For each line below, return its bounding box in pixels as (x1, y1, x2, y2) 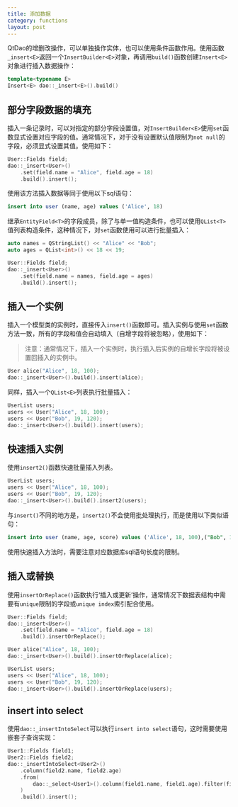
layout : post (7, 23, 46, 30)
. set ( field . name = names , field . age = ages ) (20, 272, 154, 280)
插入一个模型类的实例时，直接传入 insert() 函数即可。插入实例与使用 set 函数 (7, 320, 229, 329)
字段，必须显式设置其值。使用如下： (7, 141, 113, 149)
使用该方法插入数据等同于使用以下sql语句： (7, 189, 135, 198)
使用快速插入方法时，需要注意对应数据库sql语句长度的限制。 (7, 547, 184, 556)
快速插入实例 (7, 444, 64, 456)
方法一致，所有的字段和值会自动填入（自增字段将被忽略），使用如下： (7, 329, 209, 338)
